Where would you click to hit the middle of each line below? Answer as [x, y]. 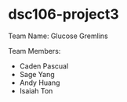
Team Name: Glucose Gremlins [58, 36]
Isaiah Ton [36, 90]
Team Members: [34, 51]
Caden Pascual [44, 66]
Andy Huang [40, 83]
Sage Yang [37, 74]
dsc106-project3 [63, 14]
